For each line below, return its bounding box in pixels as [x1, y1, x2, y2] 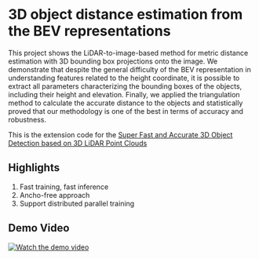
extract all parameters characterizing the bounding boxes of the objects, [8, 81, 243, 91]
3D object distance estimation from [8, 5, 243, 24]
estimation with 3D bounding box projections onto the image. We [8, 57, 218, 66]
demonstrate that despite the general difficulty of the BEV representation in [8, 64, 251, 74]
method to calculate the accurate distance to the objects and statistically [8, 98, 243, 108]
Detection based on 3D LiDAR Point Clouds [8, 138, 148, 148]
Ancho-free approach [19, 190, 90, 199]
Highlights [8, 161, 60, 174]
